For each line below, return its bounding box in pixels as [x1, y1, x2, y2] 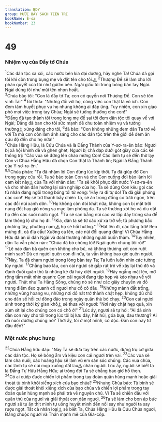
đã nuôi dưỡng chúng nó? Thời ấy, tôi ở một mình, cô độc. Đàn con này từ [5, 317, 151, 323]
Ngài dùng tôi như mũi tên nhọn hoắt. [5, 87, 79, 93]
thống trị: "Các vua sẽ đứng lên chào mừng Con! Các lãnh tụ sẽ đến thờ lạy [5, 153, 155, 158]
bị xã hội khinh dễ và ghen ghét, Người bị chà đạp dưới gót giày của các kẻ [5, 147, 154, 153]
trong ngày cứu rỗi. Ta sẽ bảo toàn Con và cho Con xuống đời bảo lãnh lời [5, 174, 152, 180]
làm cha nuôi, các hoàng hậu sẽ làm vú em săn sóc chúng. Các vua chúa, [5, 358, 151, 363]
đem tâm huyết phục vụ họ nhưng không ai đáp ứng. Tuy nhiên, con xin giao [5, 104, 157, 109]
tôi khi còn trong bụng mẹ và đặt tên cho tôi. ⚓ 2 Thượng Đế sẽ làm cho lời [5, 76, 151, 82]
